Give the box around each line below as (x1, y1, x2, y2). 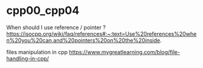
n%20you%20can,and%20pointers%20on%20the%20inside (6, 36, 160, 44)
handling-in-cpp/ (6, 55, 49, 62)
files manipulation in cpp (6, 48, 68, 55)
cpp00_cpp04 (6, 4, 80, 18)
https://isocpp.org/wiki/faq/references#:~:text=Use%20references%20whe (6, 30, 197, 37)
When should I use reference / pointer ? (6, 24, 106, 31)
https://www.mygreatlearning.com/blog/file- (69, 48, 180, 55)
